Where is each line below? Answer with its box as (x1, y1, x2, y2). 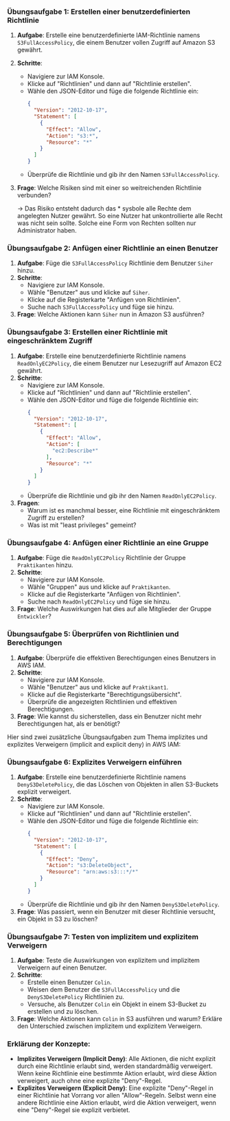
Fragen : (16, 499, 40, 507)
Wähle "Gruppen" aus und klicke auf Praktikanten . (27, 583, 171, 591)
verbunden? (16, 191, 51, 200)
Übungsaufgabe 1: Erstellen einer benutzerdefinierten (7, 7, 191, 17)
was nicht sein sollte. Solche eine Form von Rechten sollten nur (16, 219, 196, 227)
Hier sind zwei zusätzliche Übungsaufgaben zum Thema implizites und (7, 733, 208, 741)
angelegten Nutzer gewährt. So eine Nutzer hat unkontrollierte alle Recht (16, 212, 223, 220)
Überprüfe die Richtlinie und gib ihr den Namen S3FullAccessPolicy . (27, 171, 220, 179)
